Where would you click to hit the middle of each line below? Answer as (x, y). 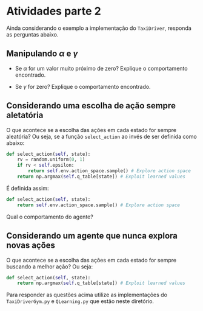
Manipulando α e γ (42, 54)
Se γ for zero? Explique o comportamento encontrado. (83, 86)
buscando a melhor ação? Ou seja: (50, 267)
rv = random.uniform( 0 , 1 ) (51, 159)
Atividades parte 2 (54, 11)
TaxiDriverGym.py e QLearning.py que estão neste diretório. (80, 301)
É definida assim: (28, 188)
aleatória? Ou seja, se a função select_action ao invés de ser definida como (101, 136)
